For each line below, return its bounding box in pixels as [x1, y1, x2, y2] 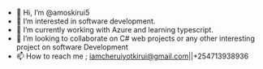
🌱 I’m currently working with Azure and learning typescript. [15, 25, 213, 34]
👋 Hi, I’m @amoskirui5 [15, 8, 90, 17]
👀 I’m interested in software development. [15, 16, 156, 26]
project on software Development [15, 42, 128, 52]
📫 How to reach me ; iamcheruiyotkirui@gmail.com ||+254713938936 [15, 51, 249, 61]
